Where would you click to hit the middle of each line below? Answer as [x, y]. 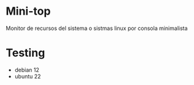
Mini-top [28, 11]
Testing [25, 53]
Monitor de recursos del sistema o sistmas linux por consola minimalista [97, 28]
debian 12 [27, 70]
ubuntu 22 [28, 76]
